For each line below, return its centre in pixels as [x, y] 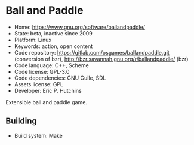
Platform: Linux [33, 40]
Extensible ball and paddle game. [47, 102]
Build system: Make [39, 135]
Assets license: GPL [39, 84]
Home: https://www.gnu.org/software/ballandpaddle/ [80, 27]
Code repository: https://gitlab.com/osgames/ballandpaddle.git [92, 52]
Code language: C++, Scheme [51, 65]
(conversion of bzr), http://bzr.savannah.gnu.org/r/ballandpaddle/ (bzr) [101, 59]
